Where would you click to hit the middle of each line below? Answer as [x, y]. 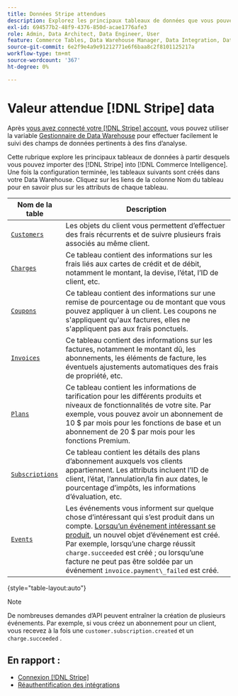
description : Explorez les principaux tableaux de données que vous [110, 21]
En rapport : [34, 660]
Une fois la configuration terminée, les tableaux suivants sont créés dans [114, 172]
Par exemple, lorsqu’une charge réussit [131, 543]
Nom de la [35, 205]
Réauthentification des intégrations [69, 685]
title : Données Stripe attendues [57, 14]
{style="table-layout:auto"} [47, 588]
